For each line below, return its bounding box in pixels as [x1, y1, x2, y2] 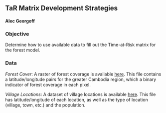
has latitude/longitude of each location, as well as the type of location [5, 96, 148, 102]
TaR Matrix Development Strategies [5, 4, 118, 12]
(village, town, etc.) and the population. [5, 102, 86, 108]
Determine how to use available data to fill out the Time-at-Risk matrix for [5, 42, 156, 48]
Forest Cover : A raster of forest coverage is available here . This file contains [5, 71, 162, 77]
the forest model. [5, 47, 41, 53]
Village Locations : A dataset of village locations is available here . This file [5, 91, 156, 97]
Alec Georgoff [5, 17, 35, 24]
